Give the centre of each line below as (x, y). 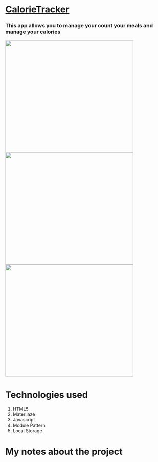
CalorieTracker (37, 9)
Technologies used (47, 395)
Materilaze (24, 414)
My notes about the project (64, 451)
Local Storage (27, 431)
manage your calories (33, 32)
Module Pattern (29, 425)
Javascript (24, 420)
